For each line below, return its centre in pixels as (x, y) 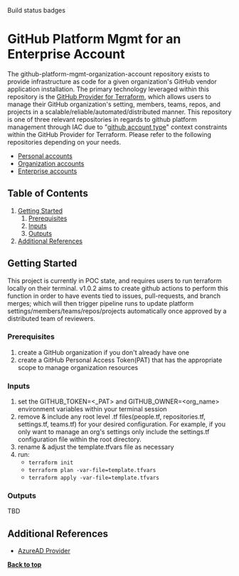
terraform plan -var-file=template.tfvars (92, 470)
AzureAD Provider (44, 551)
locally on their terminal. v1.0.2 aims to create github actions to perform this (118, 288)
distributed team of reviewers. (52, 318)
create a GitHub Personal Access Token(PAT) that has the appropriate (120, 360)
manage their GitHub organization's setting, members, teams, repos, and (114, 104)
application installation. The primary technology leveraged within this (108, 89)
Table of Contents (48, 194)
